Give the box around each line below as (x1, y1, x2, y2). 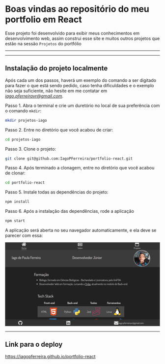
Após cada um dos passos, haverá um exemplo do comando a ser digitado (5, 77, 156, 83)
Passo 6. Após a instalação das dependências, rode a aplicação (5, 208, 134, 214)
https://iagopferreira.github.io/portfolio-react (5, 353, 96, 359)
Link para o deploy (5, 340, 63, 349)
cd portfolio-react (5, 180, 45, 185)
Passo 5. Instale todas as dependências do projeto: (5, 189, 109, 195)
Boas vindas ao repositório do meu (5, 3, 150, 15)
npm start (5, 218, 26, 224)
